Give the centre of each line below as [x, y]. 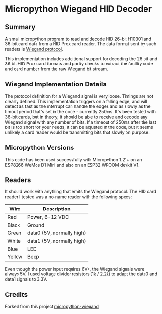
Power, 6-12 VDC [48, 217]
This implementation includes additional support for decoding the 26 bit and [81, 59]
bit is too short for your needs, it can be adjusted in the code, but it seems [79, 127]
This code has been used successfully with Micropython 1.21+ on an [73, 159]
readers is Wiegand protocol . [34, 49]
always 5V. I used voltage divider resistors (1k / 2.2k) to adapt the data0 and [81, 274]
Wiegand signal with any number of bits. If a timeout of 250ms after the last [81, 122]
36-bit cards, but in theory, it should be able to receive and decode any [76, 117]
